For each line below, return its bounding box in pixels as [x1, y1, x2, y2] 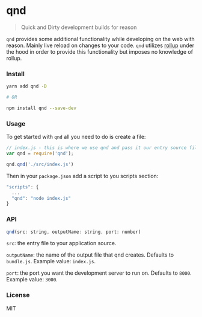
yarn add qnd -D [6, 83, 47, 89]
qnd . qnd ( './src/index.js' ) [6, 161, 74, 167]
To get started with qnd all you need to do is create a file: [6, 133, 146, 141]
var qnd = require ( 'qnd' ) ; [6, 150, 74, 157]
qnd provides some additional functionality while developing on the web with [6, 35, 195, 42]
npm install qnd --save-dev [6, 105, 77, 111]
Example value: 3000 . [6, 276, 58, 283]
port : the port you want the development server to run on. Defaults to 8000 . [6, 269, 192, 277]
